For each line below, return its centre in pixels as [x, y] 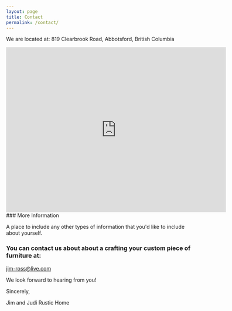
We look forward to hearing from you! [51, 280]
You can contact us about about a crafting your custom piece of [98, 248]
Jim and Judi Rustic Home [38, 302]
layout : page [22, 11]
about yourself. [24, 233]
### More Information [33, 215]
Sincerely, [18, 291]
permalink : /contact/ [33, 22]
